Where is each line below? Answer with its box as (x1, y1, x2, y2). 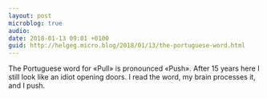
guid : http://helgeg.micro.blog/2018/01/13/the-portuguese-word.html (8, 42, 246, 50)
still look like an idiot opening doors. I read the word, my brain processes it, (8, 72, 257, 82)
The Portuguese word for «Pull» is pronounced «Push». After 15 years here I (8, 63, 260, 73)
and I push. (8, 81, 46, 91)
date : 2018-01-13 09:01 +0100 (8, 34, 110, 43)
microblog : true (8, 19, 63, 27)
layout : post (8, 11, 52, 20)
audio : (8, 27, 30, 35)
